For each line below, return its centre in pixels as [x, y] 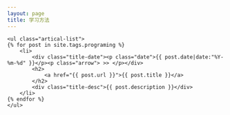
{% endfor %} [26, 99]
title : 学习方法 [28, 20]
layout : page [26, 13]
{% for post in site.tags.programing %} [66, 45]
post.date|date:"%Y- [194, 57]
